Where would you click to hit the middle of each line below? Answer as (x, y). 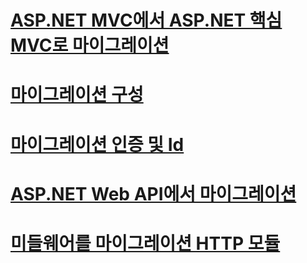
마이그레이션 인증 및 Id (97, 144)
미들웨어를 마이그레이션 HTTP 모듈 (145, 243)
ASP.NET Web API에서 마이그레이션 (153, 193)
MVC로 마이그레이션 (90, 45)
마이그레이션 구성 (77, 95)
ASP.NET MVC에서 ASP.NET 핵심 (146, 20)
